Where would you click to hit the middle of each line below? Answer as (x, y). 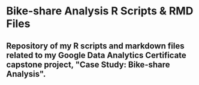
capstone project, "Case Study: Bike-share (88, 64)
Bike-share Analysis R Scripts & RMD (100, 11)
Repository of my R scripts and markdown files (95, 46)
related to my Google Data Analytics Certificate (97, 55)
